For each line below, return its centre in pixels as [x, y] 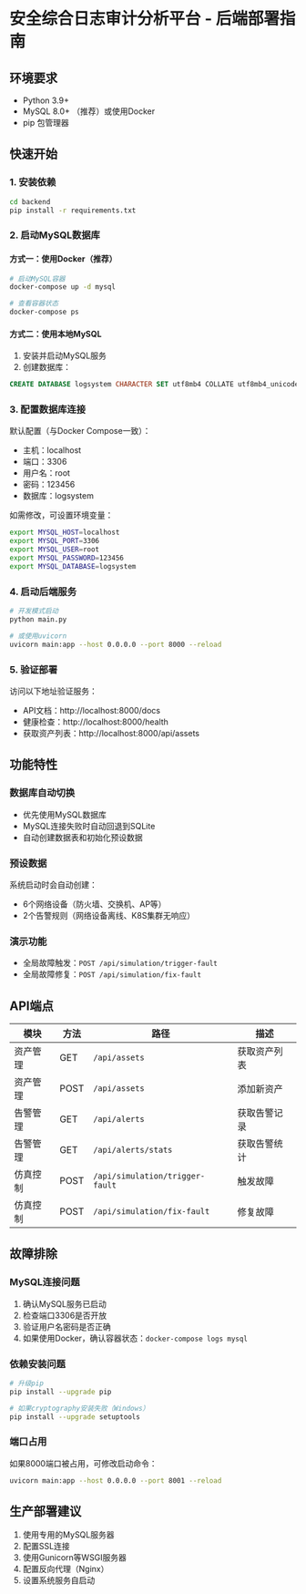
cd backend [30, 201]
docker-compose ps [44, 312]
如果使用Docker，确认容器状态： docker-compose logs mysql [135, 1338]
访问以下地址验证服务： [53, 691]
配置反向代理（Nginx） [66, 1569]
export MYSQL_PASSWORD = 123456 [67, 558]
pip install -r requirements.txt [73, 211]
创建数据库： [46, 367]
